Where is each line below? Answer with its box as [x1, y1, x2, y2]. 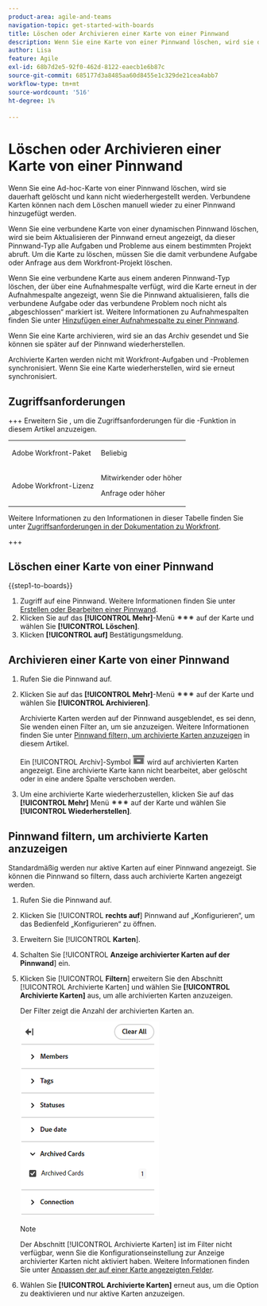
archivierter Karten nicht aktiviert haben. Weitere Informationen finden [19, 1256, 250, 1265]
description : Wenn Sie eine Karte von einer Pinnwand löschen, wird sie [8, 38, 254, 46]
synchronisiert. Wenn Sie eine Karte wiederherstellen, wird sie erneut [8, 363, 235, 373]
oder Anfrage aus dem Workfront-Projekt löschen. [8, 258, 172, 268]
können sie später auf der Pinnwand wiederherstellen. [8, 339, 185, 349]
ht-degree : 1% [8, 96, 56, 105]
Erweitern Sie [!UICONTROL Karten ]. [19, 934, 141, 944]
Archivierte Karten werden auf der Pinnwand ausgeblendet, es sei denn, [19, 714, 257, 723]
